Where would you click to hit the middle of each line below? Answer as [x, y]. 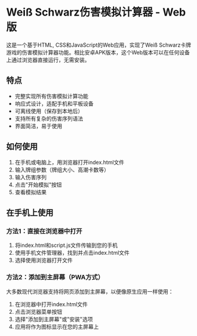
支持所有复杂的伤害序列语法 [49, 118]
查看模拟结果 [30, 192]
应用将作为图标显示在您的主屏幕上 [57, 326]
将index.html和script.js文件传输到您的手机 [66, 245]
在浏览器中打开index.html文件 [51, 304]
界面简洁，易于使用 [39, 126]
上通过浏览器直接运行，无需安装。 [48, 60]
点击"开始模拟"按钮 [38, 184]
